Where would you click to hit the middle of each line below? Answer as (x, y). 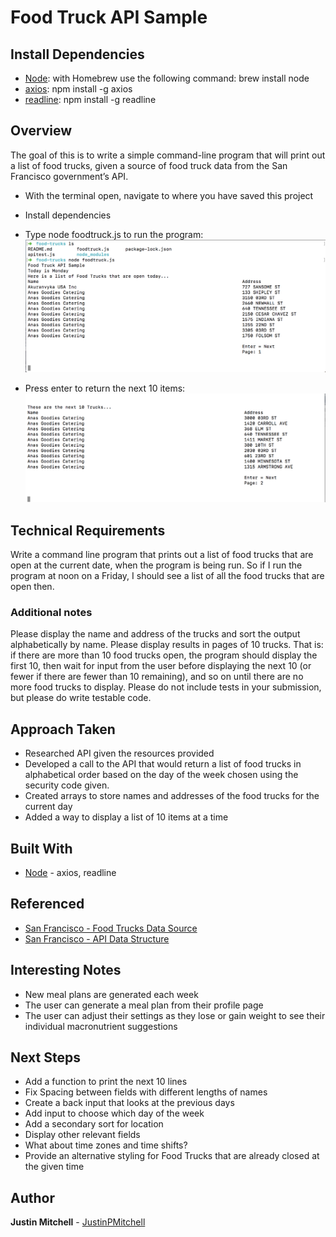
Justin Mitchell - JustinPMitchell (78, 1222)
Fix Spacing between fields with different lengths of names (146, 1092)
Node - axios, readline (70, 872)
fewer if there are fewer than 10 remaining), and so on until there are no (157, 677)
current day (48, 807)
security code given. (67, 785)
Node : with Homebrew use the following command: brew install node (167, 78)
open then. (32, 587)
